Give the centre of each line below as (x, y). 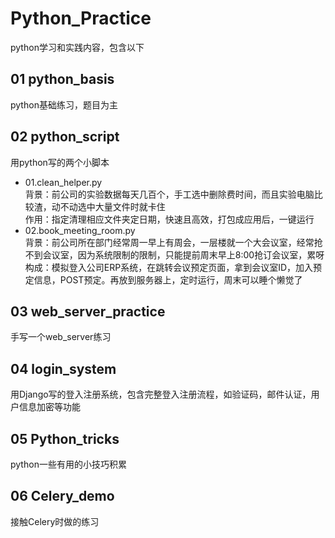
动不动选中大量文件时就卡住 (108, 206)
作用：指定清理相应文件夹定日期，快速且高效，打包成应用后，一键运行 (169, 219)
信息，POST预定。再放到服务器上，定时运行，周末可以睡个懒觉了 (168, 279)
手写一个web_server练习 (61, 337)
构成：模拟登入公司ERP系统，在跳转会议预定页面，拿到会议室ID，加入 (169, 267)
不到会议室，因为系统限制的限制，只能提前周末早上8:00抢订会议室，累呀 (174, 254)
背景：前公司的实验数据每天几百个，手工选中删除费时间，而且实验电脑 (169, 194)
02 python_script (65, 137)
